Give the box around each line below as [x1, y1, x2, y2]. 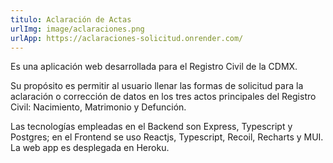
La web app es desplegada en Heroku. [10, 142, 170, 154]
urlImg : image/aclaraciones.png [10, 24, 145, 34]
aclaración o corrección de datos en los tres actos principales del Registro [10, 91, 317, 103]
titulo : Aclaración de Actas [10, 14, 132, 25]
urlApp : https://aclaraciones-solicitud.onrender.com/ [10, 33, 244, 43]
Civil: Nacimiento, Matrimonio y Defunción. [10, 101, 187, 113]
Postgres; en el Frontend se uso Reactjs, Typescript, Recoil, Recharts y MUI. [10, 131, 324, 143]
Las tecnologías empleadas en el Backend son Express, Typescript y [10, 121, 293, 133]
